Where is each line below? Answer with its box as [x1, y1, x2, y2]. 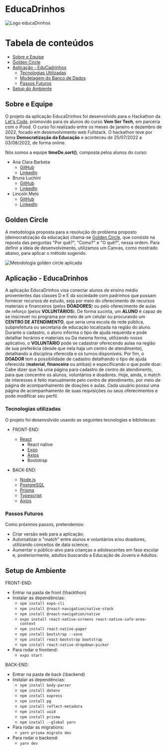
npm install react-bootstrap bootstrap [19, 637, 103, 642]
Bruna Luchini [12, 175, 41, 181]
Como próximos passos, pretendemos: [5, 521, 84, 527]
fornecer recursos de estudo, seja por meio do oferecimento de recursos [5, 298, 155, 304]
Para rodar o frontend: [12, 646, 58, 652]
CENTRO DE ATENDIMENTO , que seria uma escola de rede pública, [5, 319, 145, 325]
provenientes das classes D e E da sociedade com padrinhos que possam [5, 293, 157, 299]
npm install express [19, 693, 63, 698]
